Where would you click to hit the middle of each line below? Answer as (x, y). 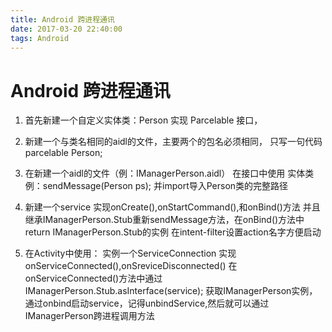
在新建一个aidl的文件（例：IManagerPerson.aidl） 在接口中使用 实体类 (169, 173)
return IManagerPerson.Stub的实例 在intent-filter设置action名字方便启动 (173, 232)
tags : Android (40, 38)
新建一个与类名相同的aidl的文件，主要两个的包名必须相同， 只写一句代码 (173, 142)
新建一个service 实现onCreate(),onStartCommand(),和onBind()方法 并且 (172, 207)
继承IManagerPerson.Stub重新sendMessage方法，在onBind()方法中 (164, 220)
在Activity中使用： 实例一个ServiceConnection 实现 (130, 253)
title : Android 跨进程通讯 (62, 19)
